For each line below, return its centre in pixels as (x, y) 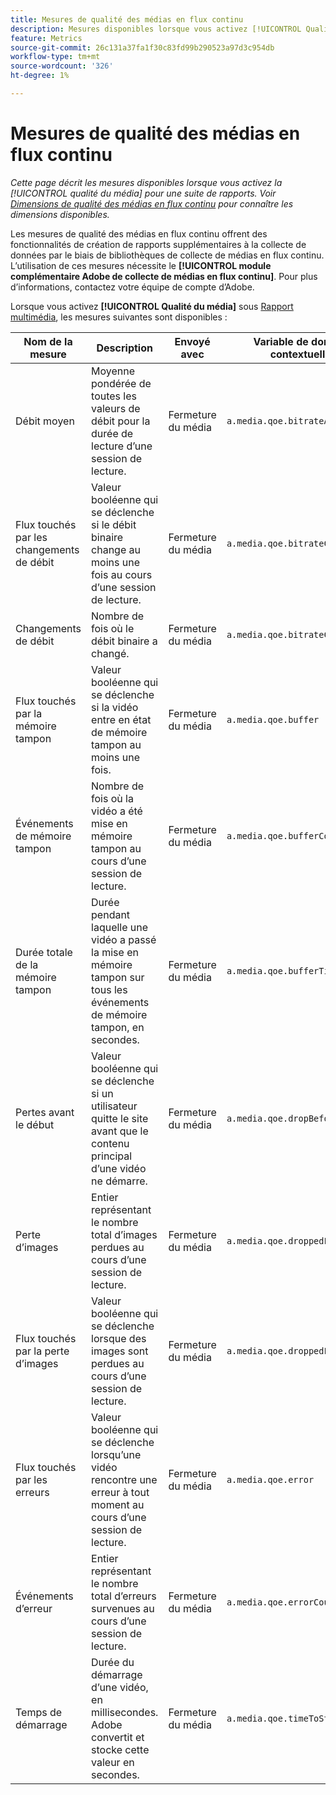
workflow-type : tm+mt (55, 57)
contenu (110, 1143)
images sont (120, 1351)
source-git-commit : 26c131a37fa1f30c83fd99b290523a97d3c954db (142, 47)
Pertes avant (45, 1112)
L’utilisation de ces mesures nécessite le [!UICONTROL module (141, 265)
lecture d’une (122, 446)
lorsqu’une (116, 1454)
